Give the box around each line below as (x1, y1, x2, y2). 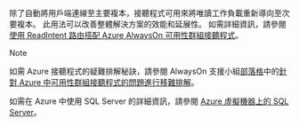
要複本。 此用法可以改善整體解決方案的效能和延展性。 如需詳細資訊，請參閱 (9, 19, 287, 29)
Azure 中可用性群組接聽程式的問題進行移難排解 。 (19, 77, 199, 87)
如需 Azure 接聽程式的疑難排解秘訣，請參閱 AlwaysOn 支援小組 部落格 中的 (9, 66, 280, 76)
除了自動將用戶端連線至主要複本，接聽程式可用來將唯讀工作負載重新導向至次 (9, 8, 290, 18)
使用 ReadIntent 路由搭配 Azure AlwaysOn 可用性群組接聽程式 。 (9, 30, 243, 40)
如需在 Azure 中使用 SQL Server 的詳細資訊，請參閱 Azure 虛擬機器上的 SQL (9, 96, 289, 106)
